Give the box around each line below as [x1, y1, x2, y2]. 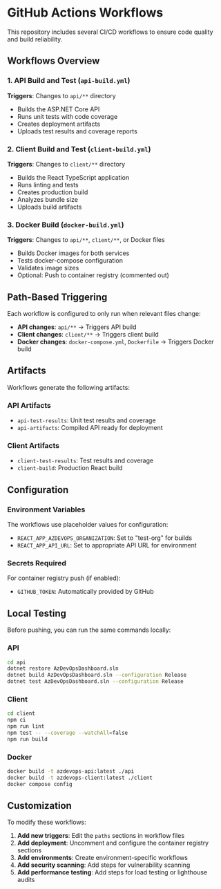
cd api [7, 659, 26, 666]
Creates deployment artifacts [17, 120, 101, 128]
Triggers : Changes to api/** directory [7, 91, 116, 100]
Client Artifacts [7, 441, 60, 451]
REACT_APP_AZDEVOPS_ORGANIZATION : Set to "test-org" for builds [17, 534, 192, 542]
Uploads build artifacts [17, 203, 82, 211]
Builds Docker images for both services [17, 249, 130, 257]
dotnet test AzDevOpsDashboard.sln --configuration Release [7, 678, 184, 685]
